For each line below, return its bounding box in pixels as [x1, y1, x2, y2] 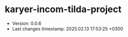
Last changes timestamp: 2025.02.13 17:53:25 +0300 [12, 25, 123, 31]
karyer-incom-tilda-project [5, 4, 122, 15]
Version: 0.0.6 [12, 20, 42, 26]
